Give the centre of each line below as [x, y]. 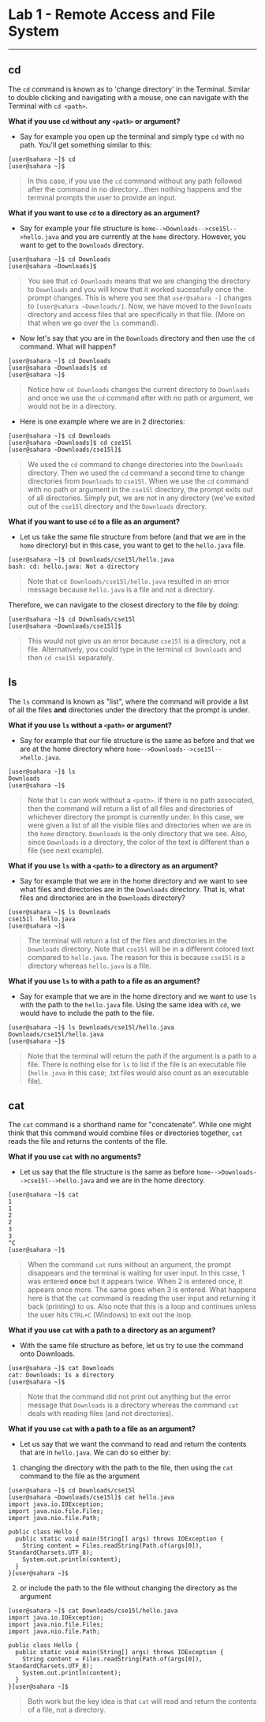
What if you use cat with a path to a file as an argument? [102, 1429]
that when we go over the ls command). [93, 323]
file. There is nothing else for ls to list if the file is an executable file [137, 1064]
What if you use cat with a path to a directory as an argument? [112, 1330]
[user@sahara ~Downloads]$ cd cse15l [70, 443]
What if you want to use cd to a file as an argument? [94, 521]
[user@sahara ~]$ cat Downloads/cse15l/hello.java [93, 1611]
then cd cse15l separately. [71, 657]
